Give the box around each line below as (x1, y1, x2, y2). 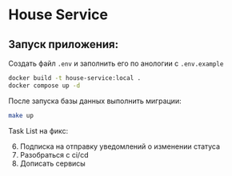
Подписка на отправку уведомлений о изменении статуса (19, 142, 221, 151)
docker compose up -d (8, 82, 81, 90)
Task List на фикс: (8, 126, 69, 135)
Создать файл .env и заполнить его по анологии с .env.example (8, 58, 224, 68)
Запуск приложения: (8, 38, 118, 51)
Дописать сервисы (19, 158, 86, 168)
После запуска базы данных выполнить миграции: (8, 96, 182, 106)
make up (8, 111, 34, 119)
